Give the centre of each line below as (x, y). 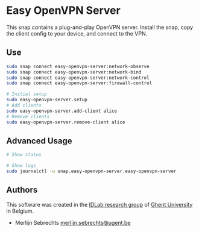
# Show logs (21, 166)
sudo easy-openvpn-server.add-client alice (62, 111)
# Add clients (24, 105)
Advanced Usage (39, 141)
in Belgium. (20, 211)
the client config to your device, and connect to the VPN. (77, 33)
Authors (22, 190)
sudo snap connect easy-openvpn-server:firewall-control (79, 83)
